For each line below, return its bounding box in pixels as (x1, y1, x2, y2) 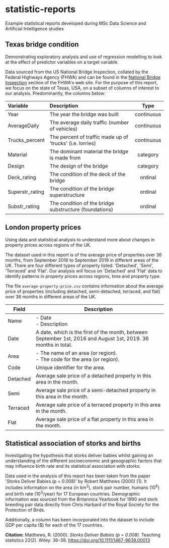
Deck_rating (8, 174, 37, 181)
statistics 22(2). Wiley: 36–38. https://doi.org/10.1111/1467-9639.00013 (5, 537, 150, 543)
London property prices (5, 223, 81, 232)
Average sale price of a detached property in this (35, 372, 151, 379)
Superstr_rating (8, 188, 44, 195)
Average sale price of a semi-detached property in (35, 387, 156, 394)
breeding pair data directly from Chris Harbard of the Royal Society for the (5, 501, 159, 508)
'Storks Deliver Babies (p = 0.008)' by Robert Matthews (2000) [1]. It (5, 478, 147, 484)
